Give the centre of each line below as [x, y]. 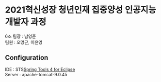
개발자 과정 [26, 22]
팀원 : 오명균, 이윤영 [24, 42]
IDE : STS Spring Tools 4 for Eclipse [40, 69]
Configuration [27, 58]
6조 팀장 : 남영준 [21, 36]
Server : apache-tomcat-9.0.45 [36, 74]
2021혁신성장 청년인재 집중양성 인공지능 [81, 10]
